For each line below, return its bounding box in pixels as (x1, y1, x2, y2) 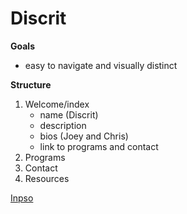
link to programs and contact (39, 140, 159, 152)
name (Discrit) (39, 108, 99, 121)
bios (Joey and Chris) (39, 130, 129, 142)
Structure (10, 78, 52, 91)
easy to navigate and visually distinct (24, 59, 178, 71)
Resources (24, 172, 70, 184)
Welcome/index (24, 98, 90, 110)
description (39, 119, 87, 131)
